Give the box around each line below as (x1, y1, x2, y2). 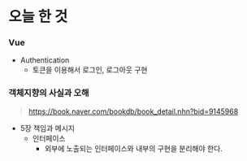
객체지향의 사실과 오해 (8, 87, 89, 98)
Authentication (19, 55, 70, 65)
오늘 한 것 (8, 7, 68, 26)
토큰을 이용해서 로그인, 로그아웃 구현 (32, 65, 148, 75)
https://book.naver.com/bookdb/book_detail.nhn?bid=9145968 (28, 107, 239, 116)
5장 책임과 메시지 (19, 123, 76, 133)
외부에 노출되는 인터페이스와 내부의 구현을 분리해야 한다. (44, 143, 223, 153)
